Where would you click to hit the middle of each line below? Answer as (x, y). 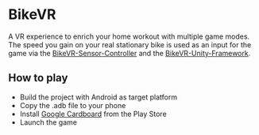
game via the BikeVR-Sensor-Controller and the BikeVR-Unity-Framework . (129, 53)
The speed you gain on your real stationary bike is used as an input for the (130, 44)
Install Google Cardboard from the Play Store (93, 114)
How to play (38, 78)
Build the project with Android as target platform (99, 97)
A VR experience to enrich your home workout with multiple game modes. (129, 36)
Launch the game (48, 122)
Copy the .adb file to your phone (73, 105)
